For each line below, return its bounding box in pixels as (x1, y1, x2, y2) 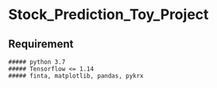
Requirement (8, 37, 74, 51)
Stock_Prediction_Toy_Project (8, 6, 209, 24)
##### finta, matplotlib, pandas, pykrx (8, 72, 145, 80)
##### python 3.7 (8, 58, 66, 66)
